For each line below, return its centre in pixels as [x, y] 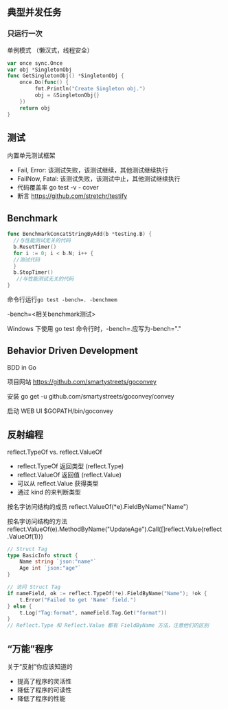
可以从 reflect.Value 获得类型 [58, 483]
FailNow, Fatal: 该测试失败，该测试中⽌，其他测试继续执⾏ [99, 179]
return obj [35, 108]
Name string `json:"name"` [58, 562]
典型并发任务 [34, 12]
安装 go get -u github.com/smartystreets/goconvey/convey [91, 396]
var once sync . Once [35, 63]
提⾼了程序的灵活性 [44, 681]
